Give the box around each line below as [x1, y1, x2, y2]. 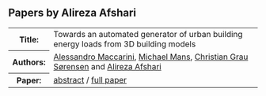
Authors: [12, 57, 46, 68]
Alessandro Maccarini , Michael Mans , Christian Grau [53, 51, 249, 62]
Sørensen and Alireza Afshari [53, 61, 162, 72]
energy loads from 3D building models [53, 39, 196, 50]
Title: [19, 34, 40, 45]
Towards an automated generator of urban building [53, 28, 243, 39]
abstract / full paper [53, 75, 127, 86]
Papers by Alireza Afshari [8, 6, 137, 20]
